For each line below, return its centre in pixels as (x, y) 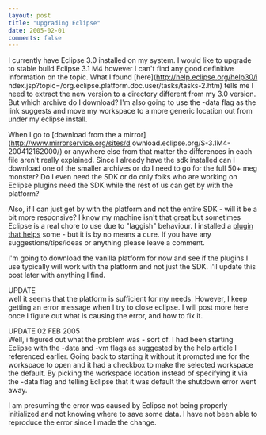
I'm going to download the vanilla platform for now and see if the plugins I (128, 258)
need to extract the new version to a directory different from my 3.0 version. (132, 94)
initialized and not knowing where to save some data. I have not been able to (133, 414)
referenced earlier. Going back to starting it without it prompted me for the (129, 356)
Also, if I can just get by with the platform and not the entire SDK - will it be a (133, 209)
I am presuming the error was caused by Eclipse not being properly (118, 406)
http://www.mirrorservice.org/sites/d (70, 143)
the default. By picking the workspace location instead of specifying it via (128, 373)
